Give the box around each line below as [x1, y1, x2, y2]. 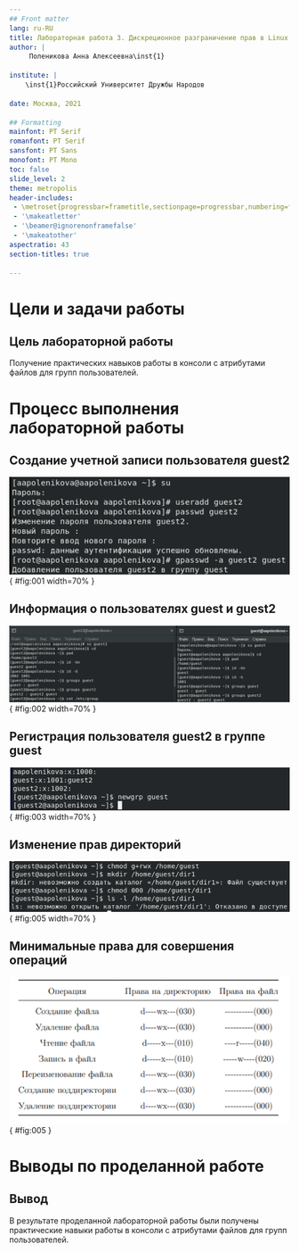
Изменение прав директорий [9, 837, 182, 852]
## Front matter [9, 14, 69, 23]
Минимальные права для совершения [9, 939, 234, 954]
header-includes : [9, 193, 74, 203]
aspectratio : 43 [9, 240, 69, 249]
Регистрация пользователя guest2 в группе [9, 729, 265, 744]
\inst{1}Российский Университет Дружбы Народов [25, 80, 205, 89]
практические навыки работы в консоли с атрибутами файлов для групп [9, 1224, 287, 1235]
